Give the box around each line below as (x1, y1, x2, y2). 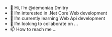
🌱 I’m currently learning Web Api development (10, 15, 105, 21)
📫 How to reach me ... (10, 26, 57, 32)
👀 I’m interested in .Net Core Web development (10, 10, 107, 16)
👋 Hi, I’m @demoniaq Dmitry (10, 5, 69, 10)
